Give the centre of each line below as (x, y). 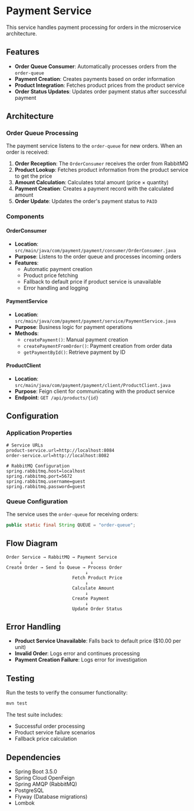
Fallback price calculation (46, 739)
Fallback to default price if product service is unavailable (92, 281)
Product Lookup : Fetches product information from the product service (101, 170)
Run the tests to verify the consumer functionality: (67, 693)
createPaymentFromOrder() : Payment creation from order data (98, 346)
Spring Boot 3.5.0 (36, 771)
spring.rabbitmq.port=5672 (39, 476)
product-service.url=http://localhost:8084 (60, 450)
